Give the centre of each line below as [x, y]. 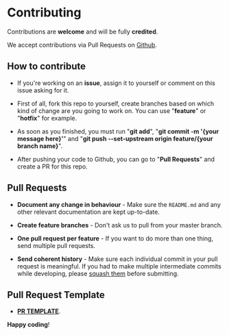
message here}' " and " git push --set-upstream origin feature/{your [115, 138]
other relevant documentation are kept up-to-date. [88, 212]
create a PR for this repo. [52, 166]
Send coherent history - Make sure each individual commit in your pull [117, 259]
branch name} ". [40, 146]
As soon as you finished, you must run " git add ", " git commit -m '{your [118, 131]
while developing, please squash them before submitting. [98, 273]
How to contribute [47, 66]
